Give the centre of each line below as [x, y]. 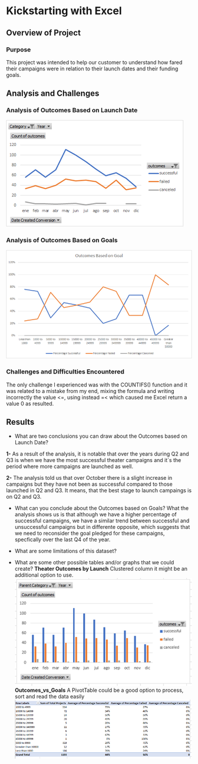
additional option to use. [44, 575]
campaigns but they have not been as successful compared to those [89, 484]
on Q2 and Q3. [24, 497]
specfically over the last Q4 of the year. [62, 539]
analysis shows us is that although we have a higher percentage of [95, 515]
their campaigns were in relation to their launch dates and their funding [92, 69]
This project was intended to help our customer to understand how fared [94, 62]
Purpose [19, 50]
